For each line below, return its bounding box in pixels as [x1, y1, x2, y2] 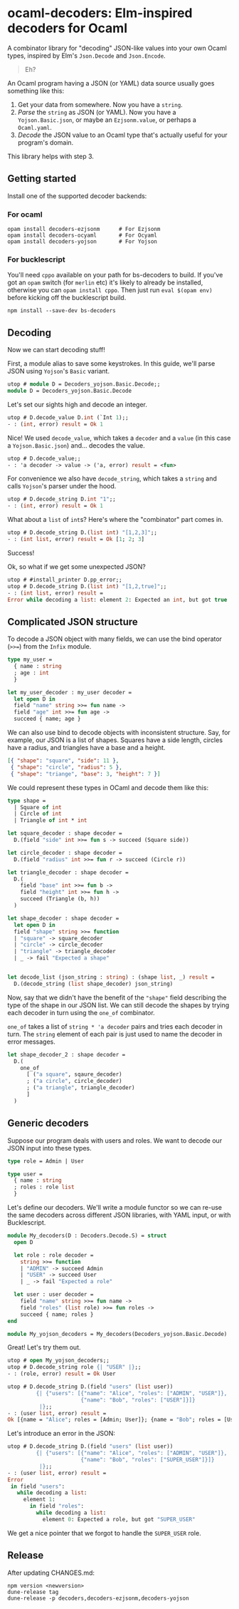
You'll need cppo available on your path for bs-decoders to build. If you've [7, 271, 223, 279]
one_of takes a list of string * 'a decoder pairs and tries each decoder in [7, 1022, 223, 1031]
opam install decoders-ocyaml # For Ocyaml [7, 232, 158, 240]
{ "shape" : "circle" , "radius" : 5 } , [10, 764, 122, 771]
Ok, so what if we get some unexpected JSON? [7, 562, 146, 571]
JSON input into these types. [7, 1143, 92, 1152]
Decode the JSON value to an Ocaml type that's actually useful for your [17, 130, 228, 139]
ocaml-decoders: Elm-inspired [7, 5, 193, 21]
